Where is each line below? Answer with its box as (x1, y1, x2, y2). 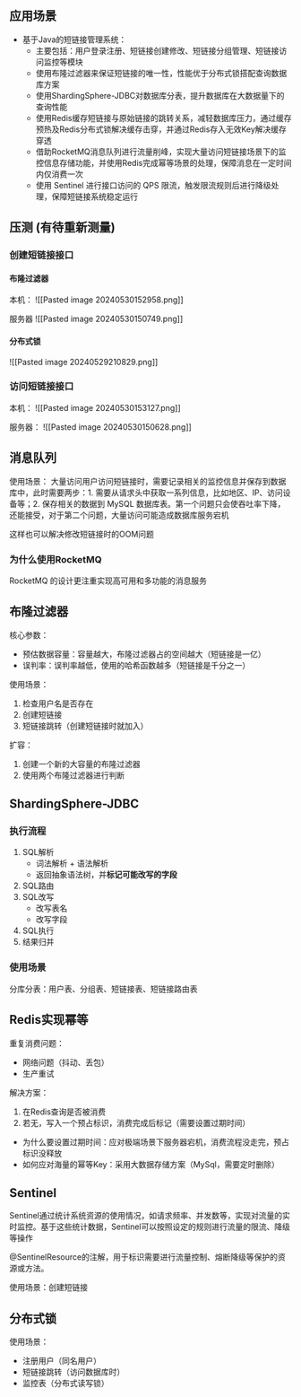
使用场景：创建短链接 (9, 1282, 88, 1293)
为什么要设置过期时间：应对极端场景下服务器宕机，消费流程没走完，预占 (21, 1136, 289, 1147)
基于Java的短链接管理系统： (21, 34, 127, 45)
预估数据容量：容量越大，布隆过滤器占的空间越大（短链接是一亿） (21, 649, 266, 659)
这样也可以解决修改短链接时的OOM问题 (9, 528, 155, 539)
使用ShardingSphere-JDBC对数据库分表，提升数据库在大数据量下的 (35, 90, 285, 100)
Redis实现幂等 (9, 1012, 89, 1027)
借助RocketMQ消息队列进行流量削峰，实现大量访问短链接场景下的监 (35, 146, 287, 157)
